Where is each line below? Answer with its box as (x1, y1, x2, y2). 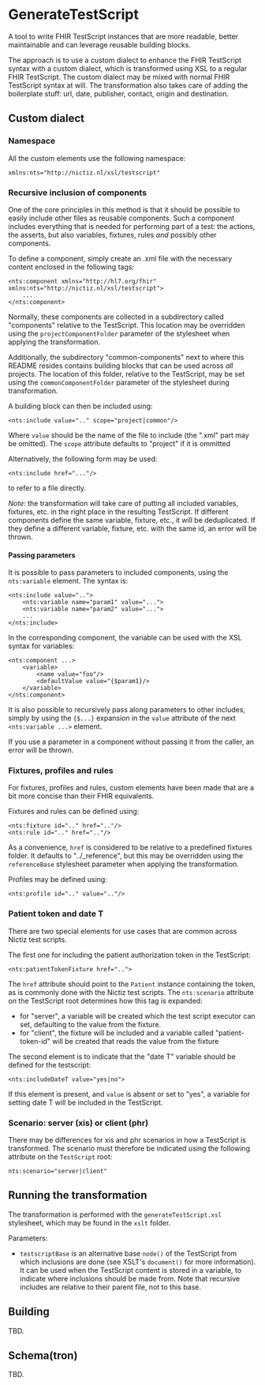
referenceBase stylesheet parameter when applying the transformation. (8, 859, 239, 869)
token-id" (19, 1036, 51, 1045)
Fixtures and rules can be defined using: (8, 807, 140, 816)
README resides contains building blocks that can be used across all (8, 361, 233, 370)
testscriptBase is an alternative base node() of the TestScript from (19, 1248, 237, 1258)
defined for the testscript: (8, 1060, 91, 1069)
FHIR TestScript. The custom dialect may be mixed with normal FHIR (8, 72, 230, 81)
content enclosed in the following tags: (8, 262, 135, 272)
